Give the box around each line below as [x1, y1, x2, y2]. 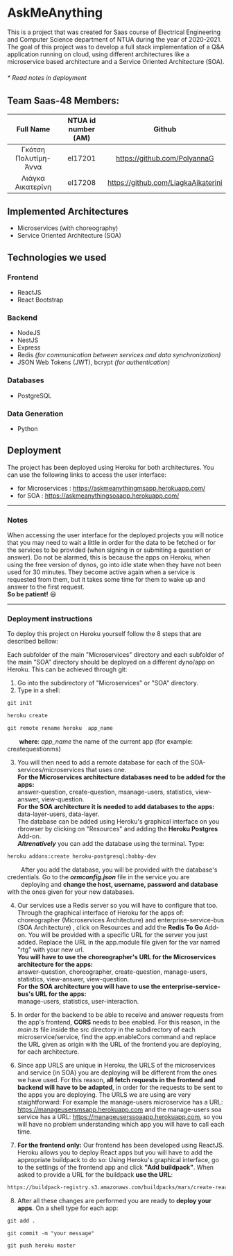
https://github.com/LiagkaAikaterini [107, 177, 223, 187]
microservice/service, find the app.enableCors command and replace [17, 1032, 216, 1041]
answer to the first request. [7, 582, 85, 592]
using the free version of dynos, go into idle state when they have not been [7, 561, 222, 569]
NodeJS [17, 329, 41, 337]
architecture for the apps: [17, 960, 94, 968]
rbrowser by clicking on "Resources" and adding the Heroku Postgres [17, 824, 218, 833]
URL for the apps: [35, 989, 87, 998]
